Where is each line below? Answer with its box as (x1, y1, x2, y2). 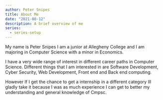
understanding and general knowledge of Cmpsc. (5, 90, 107, 95)
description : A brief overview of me (5, 21, 83, 26)
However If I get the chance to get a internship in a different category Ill (5, 79, 152, 85)
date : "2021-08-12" (5, 16, 46, 21)
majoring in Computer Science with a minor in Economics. (5, 49, 124, 55)
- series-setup (9, 30, 41, 35)
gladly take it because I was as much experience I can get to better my (5, 84, 150, 90)
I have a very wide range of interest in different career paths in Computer (5, 59, 155, 64)
